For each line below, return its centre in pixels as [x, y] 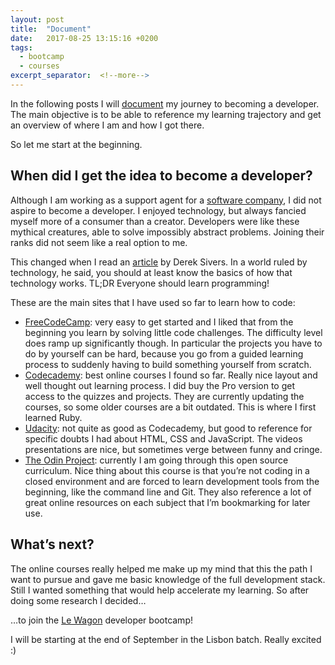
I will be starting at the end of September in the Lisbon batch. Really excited [166, 639]
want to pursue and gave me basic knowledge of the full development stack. [168, 579]
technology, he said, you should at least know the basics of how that [151, 272]
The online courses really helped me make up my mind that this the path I [161, 568]
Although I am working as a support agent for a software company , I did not [166, 200]
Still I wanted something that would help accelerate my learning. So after [160, 590]
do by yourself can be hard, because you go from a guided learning [164, 353]
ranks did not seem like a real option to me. [99, 242]
